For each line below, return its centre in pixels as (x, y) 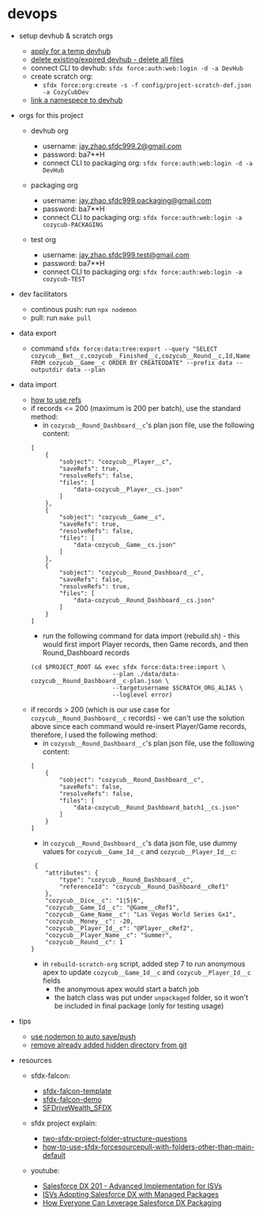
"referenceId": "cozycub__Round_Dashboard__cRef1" (144, 887)
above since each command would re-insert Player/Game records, (139, 726)
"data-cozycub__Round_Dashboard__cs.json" (144, 600)
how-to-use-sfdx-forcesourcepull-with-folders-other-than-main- (148, 1147)
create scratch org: (62, 76)
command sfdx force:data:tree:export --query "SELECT (124, 348)
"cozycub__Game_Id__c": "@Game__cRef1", (113, 907)
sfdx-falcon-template (77, 1091)
